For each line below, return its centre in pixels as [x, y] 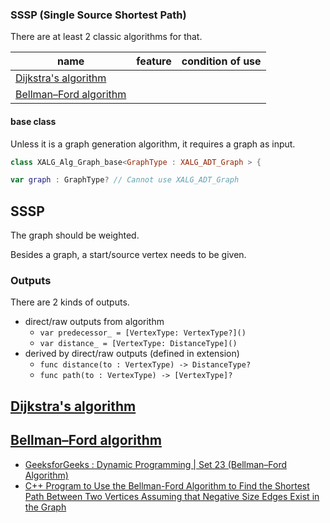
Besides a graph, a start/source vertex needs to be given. [128, 255]
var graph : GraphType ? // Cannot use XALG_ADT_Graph [125, 180]
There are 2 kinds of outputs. [70, 302]
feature [154, 61]
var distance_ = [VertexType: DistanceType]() [138, 344]
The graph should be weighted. [75, 235]
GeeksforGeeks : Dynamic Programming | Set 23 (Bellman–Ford [156, 464]
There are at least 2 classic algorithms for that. [106, 37]
